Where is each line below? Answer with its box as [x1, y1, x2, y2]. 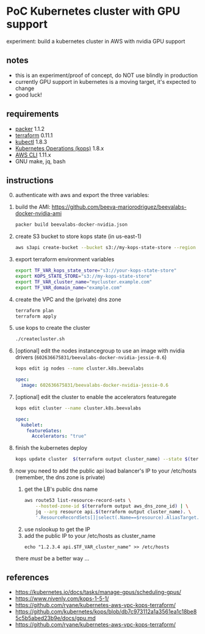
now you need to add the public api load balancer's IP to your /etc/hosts [15, 467, 197, 475]
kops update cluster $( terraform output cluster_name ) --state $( [15, 456, 191, 463]
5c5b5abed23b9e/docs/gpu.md [15, 614, 96, 622]
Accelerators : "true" [31, 433, 87, 439]
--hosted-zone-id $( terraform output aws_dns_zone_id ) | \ [35, 503, 189, 509]
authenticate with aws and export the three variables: [15, 192, 149, 199]
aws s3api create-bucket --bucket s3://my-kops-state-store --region [15, 245, 196, 251]
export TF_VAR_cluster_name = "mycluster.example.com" [15, 278, 153, 285]
